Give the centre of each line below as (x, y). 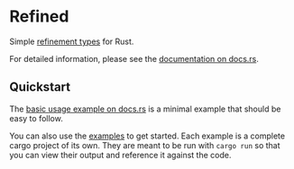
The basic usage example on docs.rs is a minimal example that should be (145, 109)
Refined (39, 17)
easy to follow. (36, 118)
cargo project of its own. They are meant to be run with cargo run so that (145, 145)
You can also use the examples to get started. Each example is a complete (147, 136)
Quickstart (40, 87)
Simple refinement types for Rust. (72, 41)
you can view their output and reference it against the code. (120, 155)
